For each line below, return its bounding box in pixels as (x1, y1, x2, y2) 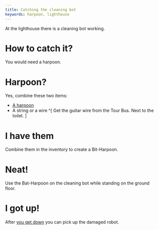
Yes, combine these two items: (5, 92, 68, 99)
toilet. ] (12, 113, 27, 119)
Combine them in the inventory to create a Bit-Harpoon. (5, 146, 119, 152)
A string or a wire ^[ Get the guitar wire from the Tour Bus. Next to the (12, 107, 154, 114)
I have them (5, 130, 54, 141)
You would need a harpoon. (5, 59, 62, 65)
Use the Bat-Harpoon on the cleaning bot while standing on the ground (5, 180, 150, 186)
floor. (5, 185, 16, 191)
